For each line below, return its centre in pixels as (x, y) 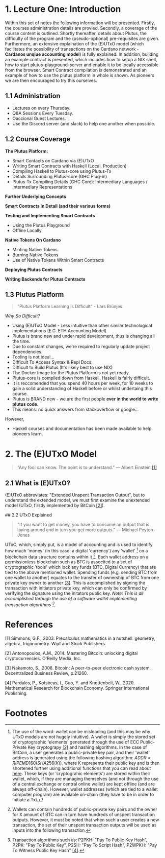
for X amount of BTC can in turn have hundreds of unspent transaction (83, 814)
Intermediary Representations (42, 187)
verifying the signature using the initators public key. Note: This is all (74, 593)
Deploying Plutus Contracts (34, 270)
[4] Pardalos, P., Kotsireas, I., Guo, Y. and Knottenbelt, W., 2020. (70, 683)
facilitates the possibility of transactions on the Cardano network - (72, 49)
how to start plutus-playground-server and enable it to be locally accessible (82, 65)
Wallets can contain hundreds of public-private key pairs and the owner (85, 809)
